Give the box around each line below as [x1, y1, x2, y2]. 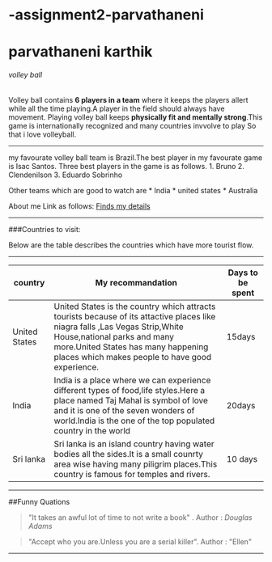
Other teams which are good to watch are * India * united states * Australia [8, 185, 258, 195]
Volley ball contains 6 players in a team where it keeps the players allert [8, 95, 249, 104]
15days [226, 331, 256, 342]
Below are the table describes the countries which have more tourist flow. [8, 240, 254, 250]
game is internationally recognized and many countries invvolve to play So [8, 120, 257, 130]
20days [226, 399, 256, 411]
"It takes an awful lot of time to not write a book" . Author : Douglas [28, 512, 253, 522]
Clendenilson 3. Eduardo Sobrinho [8, 170, 123, 180]
